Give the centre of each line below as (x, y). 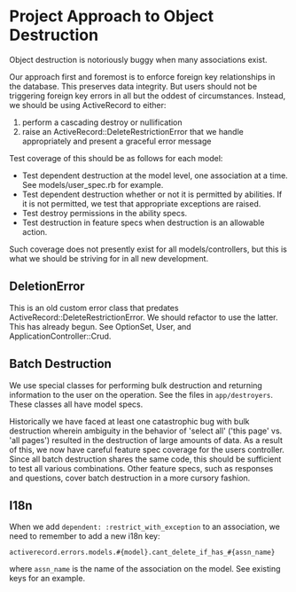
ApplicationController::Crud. (60, 336)
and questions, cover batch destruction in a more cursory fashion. (130, 478)
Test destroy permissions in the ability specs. (105, 213)
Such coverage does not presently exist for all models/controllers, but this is (148, 249)
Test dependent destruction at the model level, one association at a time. (155, 175)
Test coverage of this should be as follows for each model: (116, 158)
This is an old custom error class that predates (94, 308)
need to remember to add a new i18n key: (85, 536)
